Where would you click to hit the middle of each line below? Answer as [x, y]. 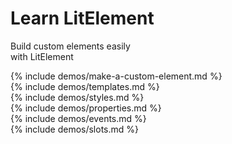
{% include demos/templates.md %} [85, 86]
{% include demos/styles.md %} [77, 97]
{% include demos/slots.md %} [75, 129]
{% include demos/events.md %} [78, 118]
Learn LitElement [82, 18]
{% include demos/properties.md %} [86, 108]
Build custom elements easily [70, 46]
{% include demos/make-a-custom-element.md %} [116, 76]
